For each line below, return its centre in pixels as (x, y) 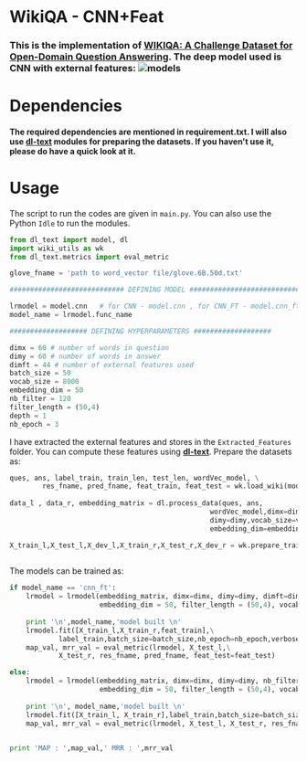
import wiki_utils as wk (57, 249)
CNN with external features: (73, 69)
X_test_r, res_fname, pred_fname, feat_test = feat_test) (167, 656)
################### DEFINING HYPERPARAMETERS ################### (141, 331)
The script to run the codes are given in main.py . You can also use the (141, 213)
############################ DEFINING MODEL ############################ (157, 290)
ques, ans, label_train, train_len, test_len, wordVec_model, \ (134, 478)
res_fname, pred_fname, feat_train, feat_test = (137, 486)
